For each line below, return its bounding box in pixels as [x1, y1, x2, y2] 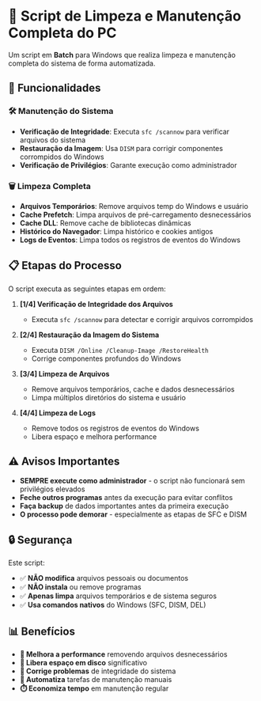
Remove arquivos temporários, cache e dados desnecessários [31, 384, 235, 394]
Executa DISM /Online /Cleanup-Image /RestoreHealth [31, 345, 209, 354]
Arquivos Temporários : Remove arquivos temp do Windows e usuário [19, 201, 249, 210]
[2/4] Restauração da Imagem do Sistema [19, 330, 160, 339]
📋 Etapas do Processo [8, 259, 123, 272]
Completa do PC [8, 24, 117, 42]
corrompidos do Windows [19, 152, 104, 161]
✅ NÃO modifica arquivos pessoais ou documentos [19, 574, 188, 583]
